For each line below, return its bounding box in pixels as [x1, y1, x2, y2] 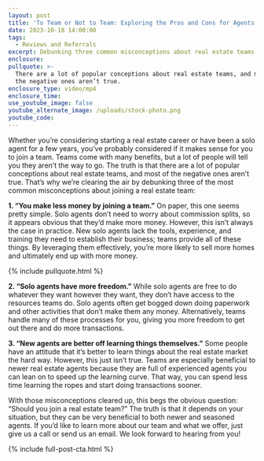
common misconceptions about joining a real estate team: [8, 186, 196, 195]
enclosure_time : [8, 92, 61, 100]
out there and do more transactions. [8, 323, 124, 333]
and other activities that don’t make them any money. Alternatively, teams [8, 306, 246, 315]
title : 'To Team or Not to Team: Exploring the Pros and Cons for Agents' [8, 19, 258, 27]
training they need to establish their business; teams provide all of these [8, 234, 242, 244]
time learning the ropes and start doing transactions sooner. [8, 380, 203, 389]
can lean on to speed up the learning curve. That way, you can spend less [8, 371, 247, 382]
